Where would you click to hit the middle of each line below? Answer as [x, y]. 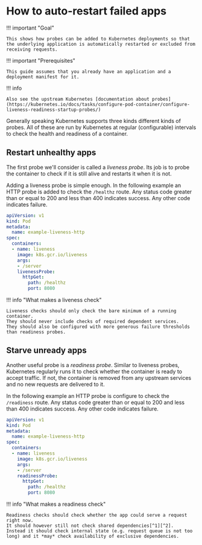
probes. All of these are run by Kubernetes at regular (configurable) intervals [101, 127]
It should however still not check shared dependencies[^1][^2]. [90, 526]
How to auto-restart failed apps [87, 11]
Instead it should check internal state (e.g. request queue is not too [99, 531]
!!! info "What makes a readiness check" [56, 504]
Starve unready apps [46, 351]
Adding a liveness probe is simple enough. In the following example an [94, 185]
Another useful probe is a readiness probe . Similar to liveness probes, [93, 365]
